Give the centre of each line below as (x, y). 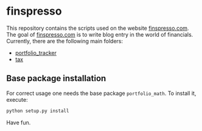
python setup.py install (38, 111)
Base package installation (56, 78)
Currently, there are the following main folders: (65, 41)
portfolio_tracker (36, 52)
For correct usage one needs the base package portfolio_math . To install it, (101, 93)
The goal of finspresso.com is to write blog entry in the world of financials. (100, 34)
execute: (17, 99)
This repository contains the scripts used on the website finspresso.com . (98, 28)
